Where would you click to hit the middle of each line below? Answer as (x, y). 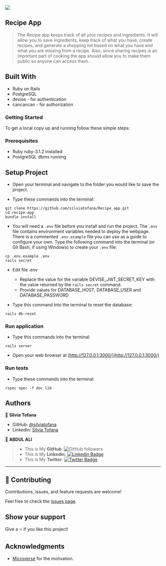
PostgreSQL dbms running (39, 157)
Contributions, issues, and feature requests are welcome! (63, 492)
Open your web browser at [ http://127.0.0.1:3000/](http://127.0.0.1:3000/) (86, 355)
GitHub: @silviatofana (34, 425)
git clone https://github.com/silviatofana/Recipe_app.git (67, 208)
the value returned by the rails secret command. (71, 285)
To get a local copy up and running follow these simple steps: (67, 128)
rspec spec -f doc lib (28, 388)
